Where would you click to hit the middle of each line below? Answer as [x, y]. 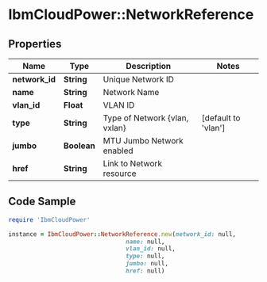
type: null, [145, 256]
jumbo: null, [147, 264]
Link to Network [133, 164]
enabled [118, 151]
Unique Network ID [139, 79]
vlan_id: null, [151, 249]
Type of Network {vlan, [146, 118]
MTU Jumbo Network [143, 141]
